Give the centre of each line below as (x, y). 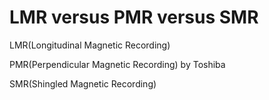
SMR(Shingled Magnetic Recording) (83, 83)
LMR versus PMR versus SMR (134, 17)
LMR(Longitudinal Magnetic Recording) (90, 45)
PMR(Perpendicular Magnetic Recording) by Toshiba (117, 64)
